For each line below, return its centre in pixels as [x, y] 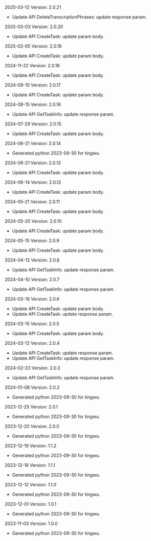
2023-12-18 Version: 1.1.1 [30, 465]
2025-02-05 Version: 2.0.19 [33, 46]
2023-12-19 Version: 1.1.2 [31, 446]
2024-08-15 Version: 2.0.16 [33, 104]
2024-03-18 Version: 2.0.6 [32, 299]
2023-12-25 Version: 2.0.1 [31, 407]
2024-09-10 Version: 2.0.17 [33, 85]
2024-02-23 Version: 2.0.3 [33, 368]
